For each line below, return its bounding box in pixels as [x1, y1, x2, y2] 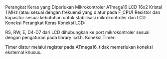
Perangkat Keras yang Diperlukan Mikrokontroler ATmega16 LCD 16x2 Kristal [5, 4, 163, 10]
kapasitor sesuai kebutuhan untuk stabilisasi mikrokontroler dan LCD [5, 15, 146, 20]
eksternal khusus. [5, 49, 42, 55]
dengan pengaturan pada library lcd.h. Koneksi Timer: [5, 34, 116, 40]
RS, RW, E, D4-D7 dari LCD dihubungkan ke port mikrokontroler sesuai [5, 29, 150, 35]
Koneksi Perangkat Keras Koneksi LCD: [5, 20, 86, 26]
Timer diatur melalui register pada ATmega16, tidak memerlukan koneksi [5, 44, 153, 50]
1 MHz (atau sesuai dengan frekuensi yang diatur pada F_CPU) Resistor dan [5, 9, 161, 15]
